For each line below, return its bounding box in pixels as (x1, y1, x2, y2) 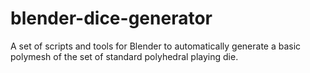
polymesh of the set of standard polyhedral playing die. (10, 50, 239, 62)
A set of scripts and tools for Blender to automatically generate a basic (10, 40, 302, 52)
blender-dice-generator (10, 7, 213, 30)
